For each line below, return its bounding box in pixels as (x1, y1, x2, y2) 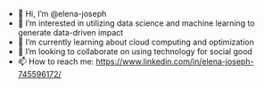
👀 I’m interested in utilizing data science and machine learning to (17, 18, 256, 28)
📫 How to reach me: (17, 56, 95, 67)
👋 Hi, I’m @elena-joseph (17, 9, 107, 19)
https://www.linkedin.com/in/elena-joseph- (95, 56, 254, 67)
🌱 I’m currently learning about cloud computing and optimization (17, 36, 254, 47)
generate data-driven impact (17, 28, 124, 37)
